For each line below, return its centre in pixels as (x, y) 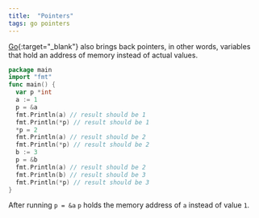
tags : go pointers (39, 23)
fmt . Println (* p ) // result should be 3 (83, 182)
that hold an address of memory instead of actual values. (103, 55)
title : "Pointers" (41, 16)
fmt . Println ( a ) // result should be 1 (81, 115)
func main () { (32, 85)
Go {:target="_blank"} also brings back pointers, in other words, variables (129, 46)
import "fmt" (30, 78)
